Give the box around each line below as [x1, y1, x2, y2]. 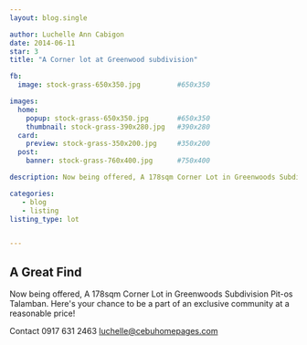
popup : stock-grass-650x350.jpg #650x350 [26, 113, 210, 123]
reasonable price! [9, 308, 76, 319]
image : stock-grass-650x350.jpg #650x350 [17, 80, 210, 89]
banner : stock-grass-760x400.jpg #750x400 [26, 156, 210, 165]
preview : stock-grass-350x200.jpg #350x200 [26, 139, 210, 149]
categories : [9, 189, 55, 198]
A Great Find [9, 264, 82, 279]
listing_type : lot [9, 214, 79, 224]
